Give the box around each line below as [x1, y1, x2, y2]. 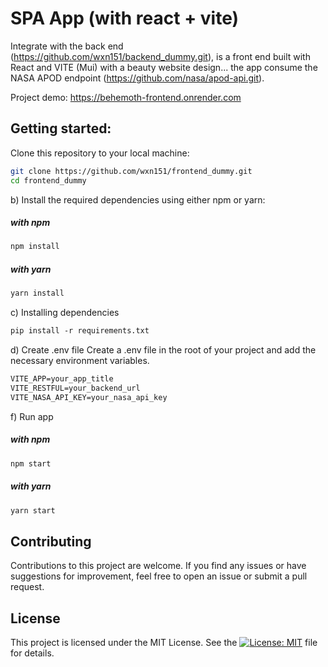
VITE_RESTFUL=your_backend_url [10, 383, 141, 393]
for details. [10, 647, 55, 659]
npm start [10, 458, 52, 469]
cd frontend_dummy [10, 175, 87, 186]
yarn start [10, 505, 56, 516]
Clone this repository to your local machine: [10, 147, 190, 159]
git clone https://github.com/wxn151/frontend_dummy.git [10, 166, 253, 176]
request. [10, 581, 45, 593]
